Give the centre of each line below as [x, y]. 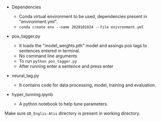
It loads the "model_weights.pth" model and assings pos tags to [83, 45]
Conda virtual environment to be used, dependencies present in [83, 16]
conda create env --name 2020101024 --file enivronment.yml [81, 27]
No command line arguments [48, 56]
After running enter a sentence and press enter [66, 66]
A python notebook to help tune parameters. [63, 104]
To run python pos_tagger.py [48, 61]
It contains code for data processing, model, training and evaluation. [88, 85]
